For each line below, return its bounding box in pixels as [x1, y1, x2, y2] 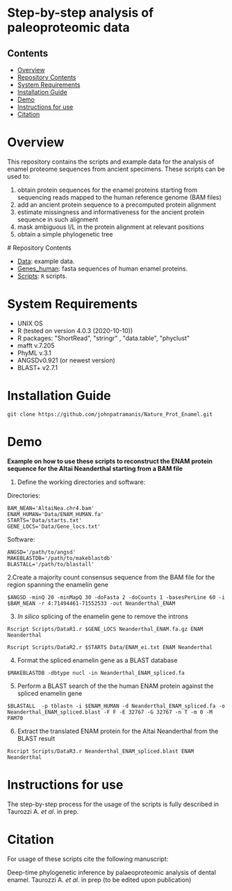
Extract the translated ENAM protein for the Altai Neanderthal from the [17, 727, 219, 735]
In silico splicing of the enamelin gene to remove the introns [17, 612, 189, 620]
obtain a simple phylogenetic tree [17, 230, 113, 238]
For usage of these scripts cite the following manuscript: [7, 854, 169, 863]
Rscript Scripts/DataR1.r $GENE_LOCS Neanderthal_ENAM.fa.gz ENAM [7, 625, 204, 632]
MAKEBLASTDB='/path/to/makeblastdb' [7, 554, 113, 561]
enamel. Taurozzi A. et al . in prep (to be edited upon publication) [7, 875, 192, 884]
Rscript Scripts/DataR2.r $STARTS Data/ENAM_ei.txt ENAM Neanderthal [7, 643, 213, 651]
